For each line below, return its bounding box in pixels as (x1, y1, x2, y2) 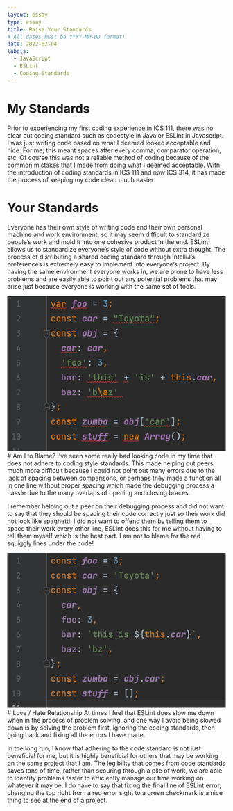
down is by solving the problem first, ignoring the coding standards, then (7, 723, 215, 732)
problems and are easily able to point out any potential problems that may (7, 275, 218, 283)
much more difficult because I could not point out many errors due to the (7, 466, 215, 474)
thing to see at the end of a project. (7, 796, 108, 804)
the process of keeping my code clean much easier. (7, 175, 155, 184)
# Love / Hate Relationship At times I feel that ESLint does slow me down (7, 708, 214, 716)
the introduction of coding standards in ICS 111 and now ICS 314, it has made (7, 168, 225, 177)
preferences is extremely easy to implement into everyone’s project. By (7, 259, 210, 268)
